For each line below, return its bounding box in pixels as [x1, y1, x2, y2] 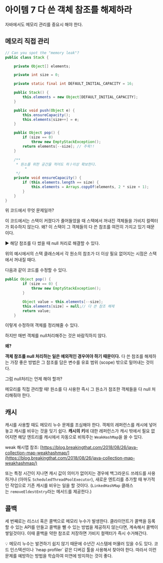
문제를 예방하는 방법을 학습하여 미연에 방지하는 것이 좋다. [5, 553, 113, 559]
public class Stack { [5, 55, 49, 60]
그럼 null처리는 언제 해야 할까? [5, 376, 62, 382]
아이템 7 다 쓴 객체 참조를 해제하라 [5, 4, 132, 16]
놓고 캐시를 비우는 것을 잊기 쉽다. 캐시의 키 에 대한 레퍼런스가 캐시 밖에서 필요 [5, 428, 150, 434]
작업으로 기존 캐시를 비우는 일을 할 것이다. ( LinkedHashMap [10, 483, 121, 488]
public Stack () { [14, 90, 49, 95]
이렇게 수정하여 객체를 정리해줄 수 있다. [5, 322, 79, 328]
